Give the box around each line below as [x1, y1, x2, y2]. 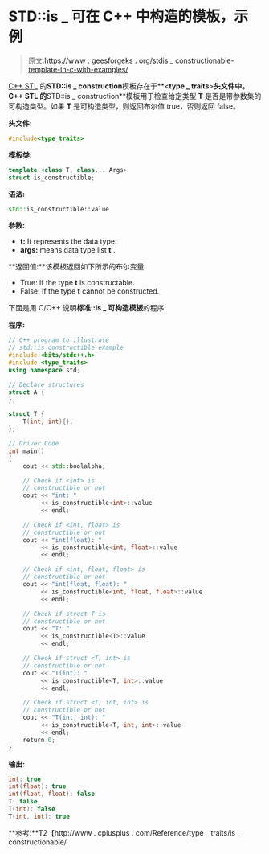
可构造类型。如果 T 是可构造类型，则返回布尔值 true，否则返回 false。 [8, 101, 241, 111]
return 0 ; [22, 736, 56, 744]
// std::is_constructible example [8, 343, 124, 352]
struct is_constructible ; [8, 174, 95, 182]
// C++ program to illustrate [8, 336, 110, 344]
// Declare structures [8, 380, 84, 388]
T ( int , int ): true [8, 812, 70, 820]
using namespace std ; [8, 366, 81, 374]
